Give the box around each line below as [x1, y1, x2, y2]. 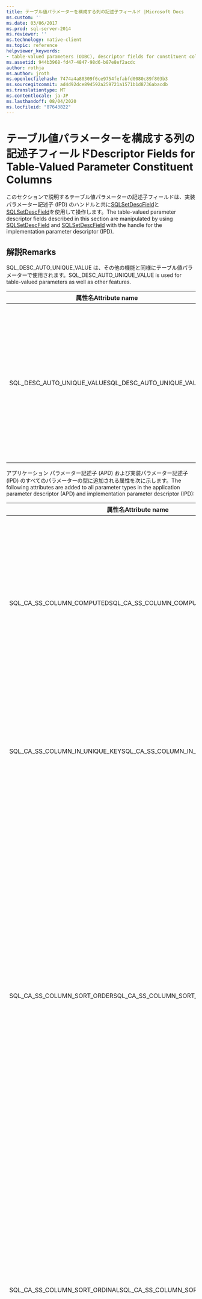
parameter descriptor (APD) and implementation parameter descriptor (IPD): [6, 490, 195, 497]
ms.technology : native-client [6, 37, 82, 43]
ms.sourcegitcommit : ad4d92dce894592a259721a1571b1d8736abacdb [6, 82, 168, 88]
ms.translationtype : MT [6, 87, 66, 93]
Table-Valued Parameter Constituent [6, 160, 194, 173]
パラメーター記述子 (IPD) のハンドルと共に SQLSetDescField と [6, 201, 160, 208]
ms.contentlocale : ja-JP [6, 93, 69, 99]
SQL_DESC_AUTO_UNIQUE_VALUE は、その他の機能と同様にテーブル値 [6, 264, 183, 271]
